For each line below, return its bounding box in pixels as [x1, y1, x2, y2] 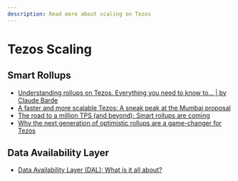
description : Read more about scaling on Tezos [7, 10, 152, 18]
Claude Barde [17, 95, 58, 104]
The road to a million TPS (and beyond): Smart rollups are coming [17, 111, 210, 120]
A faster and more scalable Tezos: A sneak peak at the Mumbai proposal [17, 103, 232, 112]
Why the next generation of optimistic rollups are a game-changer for [17, 118, 222, 127]
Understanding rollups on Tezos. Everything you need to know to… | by [17, 88, 227, 97]
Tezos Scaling [7, 41, 93, 57]
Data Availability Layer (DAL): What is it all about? [17, 165, 162, 175]
